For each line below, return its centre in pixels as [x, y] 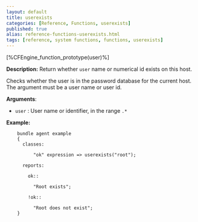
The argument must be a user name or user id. [64, 87]
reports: [33, 166]
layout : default [27, 12]
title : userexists [29, 18]
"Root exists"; [52, 187]
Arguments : [22, 99]
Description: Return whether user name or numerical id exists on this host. [99, 69]
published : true [27, 29]
